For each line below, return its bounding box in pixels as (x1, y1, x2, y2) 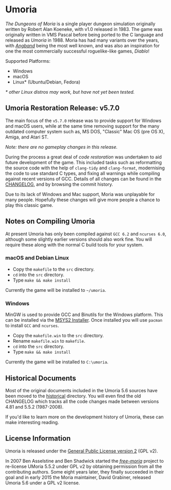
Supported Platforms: (5, 58, 51, 64)
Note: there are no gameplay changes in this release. (5, 144, 118, 150)
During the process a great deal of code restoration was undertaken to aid (5, 153, 162, 160)
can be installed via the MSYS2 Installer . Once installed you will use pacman (5, 317, 163, 323)
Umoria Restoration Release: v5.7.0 (5, 104, 120, 113)
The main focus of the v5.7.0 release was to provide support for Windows (5, 117, 162, 124)
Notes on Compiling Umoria (5, 217, 95, 226)
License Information (5, 434, 71, 443)
